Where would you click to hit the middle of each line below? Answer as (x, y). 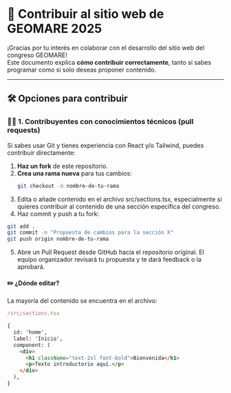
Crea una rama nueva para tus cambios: (74, 173)
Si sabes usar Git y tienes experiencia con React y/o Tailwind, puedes (106, 145)
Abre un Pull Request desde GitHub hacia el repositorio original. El (111, 252)
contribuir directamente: (41, 152)
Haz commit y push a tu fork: (58, 213)
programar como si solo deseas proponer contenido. (82, 70)
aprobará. (31, 267)
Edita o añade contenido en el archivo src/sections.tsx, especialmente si (119, 199)
